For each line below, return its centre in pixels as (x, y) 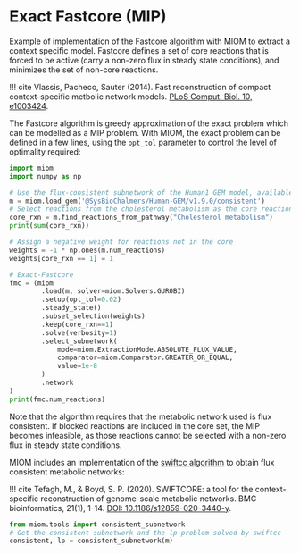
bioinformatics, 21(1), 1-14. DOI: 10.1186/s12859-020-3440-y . (121, 508)
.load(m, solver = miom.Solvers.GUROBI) (113, 291)
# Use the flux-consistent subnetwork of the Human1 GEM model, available (151, 193)
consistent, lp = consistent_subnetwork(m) (92, 541)
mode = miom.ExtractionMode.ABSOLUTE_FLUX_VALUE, (147, 349)
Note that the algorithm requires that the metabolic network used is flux (141, 416)
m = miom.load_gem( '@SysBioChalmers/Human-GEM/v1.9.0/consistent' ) (137, 201)
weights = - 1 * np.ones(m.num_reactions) (87, 250)
